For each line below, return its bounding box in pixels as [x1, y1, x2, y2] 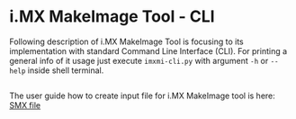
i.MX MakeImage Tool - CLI [9, 6, 215, 27]
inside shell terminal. [27, 65, 104, 76]
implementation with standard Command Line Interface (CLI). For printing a [9, 45, 288, 56]
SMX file [9, 99, 41, 110]
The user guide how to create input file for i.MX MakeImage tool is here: [9, 90, 276, 101]
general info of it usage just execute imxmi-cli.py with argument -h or [9, 55, 269, 66]
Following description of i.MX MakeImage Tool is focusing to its [9, 36, 245, 47]
